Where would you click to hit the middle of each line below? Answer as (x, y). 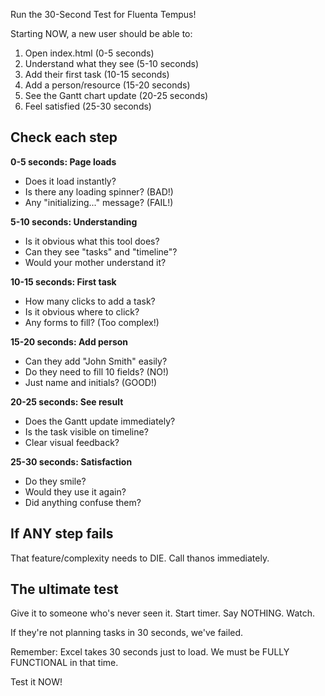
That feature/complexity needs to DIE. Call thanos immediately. (140, 558)
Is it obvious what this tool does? (92, 241)
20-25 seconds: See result (67, 401)
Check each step (64, 137)
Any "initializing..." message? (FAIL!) (99, 202)
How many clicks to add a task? (90, 301)
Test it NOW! (36, 682)
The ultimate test (64, 589)
